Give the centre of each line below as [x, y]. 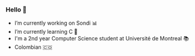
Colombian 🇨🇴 [33, 47]
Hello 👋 [16, 10]
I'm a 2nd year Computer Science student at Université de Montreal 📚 [101, 39]
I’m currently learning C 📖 [46, 32]
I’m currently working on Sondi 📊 [56, 23]
